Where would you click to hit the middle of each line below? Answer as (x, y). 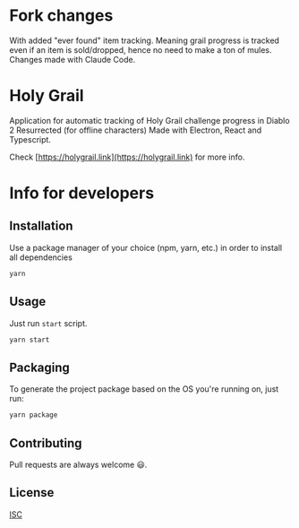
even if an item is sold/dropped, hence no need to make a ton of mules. (141, 49)
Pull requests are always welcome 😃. (78, 464)
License (32, 493)
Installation (41, 226)
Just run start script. (48, 323)
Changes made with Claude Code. (73, 59)
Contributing (46, 443)
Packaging (39, 367)
